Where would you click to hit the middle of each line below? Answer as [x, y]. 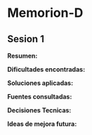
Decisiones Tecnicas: [39, 110]
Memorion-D [45, 13]
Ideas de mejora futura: [42, 124]
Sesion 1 [26, 39]
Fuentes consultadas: [40, 97]
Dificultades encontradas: [46, 69]
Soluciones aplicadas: [40, 83]
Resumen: [22, 56]
